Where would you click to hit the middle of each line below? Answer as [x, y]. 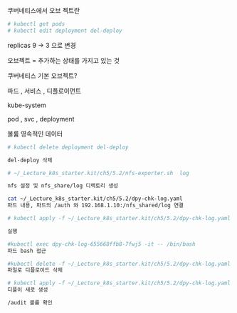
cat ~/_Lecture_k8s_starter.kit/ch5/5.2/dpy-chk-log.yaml [95, 199]
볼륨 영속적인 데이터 [35, 134]
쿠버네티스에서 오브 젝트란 [44, 10]
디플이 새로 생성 [28, 290]
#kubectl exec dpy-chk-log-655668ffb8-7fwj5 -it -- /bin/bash [101, 244]
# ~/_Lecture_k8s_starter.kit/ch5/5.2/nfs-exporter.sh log [99, 173]
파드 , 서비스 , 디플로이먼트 [44, 91]
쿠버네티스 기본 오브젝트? [42, 75]
